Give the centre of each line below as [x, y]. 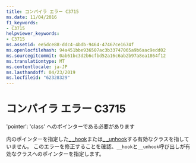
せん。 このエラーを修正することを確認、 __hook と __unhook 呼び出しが [101, 146]
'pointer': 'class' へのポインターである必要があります [71, 127]
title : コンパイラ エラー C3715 [42, 12]
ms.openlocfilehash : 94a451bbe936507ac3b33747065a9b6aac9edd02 [86, 50]
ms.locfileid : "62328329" [38, 78]
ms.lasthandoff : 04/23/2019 [41, 72]
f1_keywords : [22, 23]
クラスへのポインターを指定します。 [61, 154]
